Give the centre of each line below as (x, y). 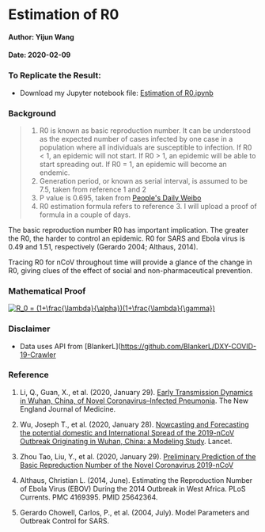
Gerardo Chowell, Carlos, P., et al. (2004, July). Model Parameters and (134, 512)
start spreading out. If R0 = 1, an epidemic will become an (133, 164)
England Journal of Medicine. (68, 408)
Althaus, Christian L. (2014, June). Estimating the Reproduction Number (136, 480)
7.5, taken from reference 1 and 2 (93, 189)
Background (32, 113)
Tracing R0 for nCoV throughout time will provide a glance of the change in (130, 262)
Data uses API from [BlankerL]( (70, 346)
